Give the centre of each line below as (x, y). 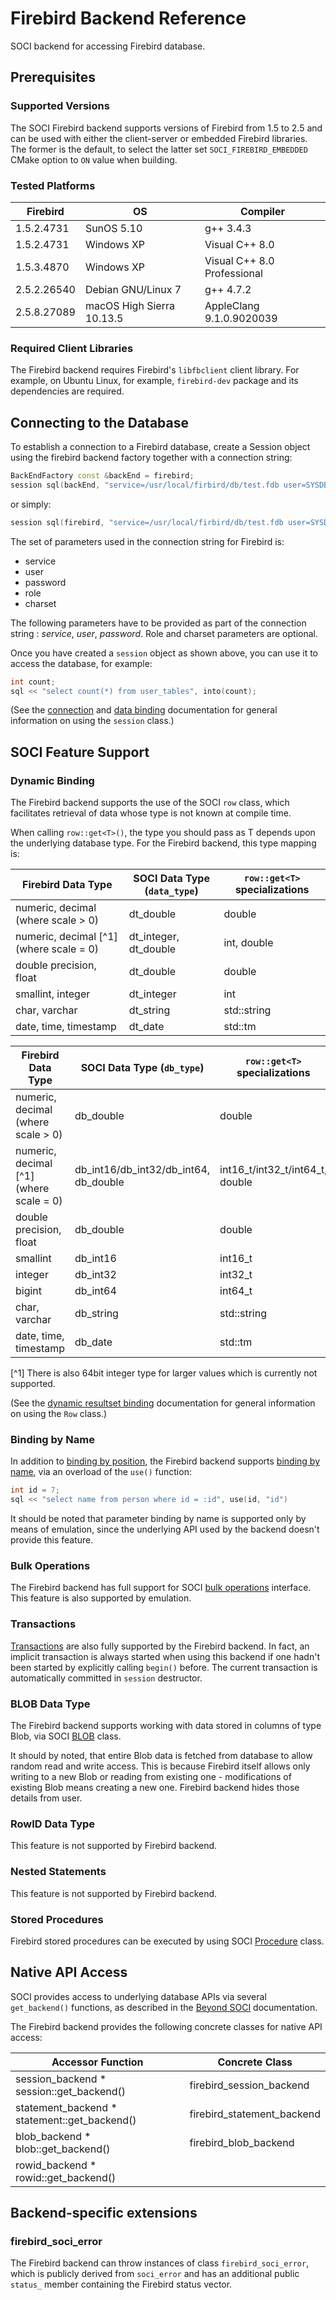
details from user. (46, 1798)
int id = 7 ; (35, 1490)
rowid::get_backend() (66, 2177)
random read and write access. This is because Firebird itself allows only (160, 1766)
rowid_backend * (56, 2165)
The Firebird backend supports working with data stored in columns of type (166, 1726)
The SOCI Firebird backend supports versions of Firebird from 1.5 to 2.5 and (166, 128)
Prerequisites (53, 77)
